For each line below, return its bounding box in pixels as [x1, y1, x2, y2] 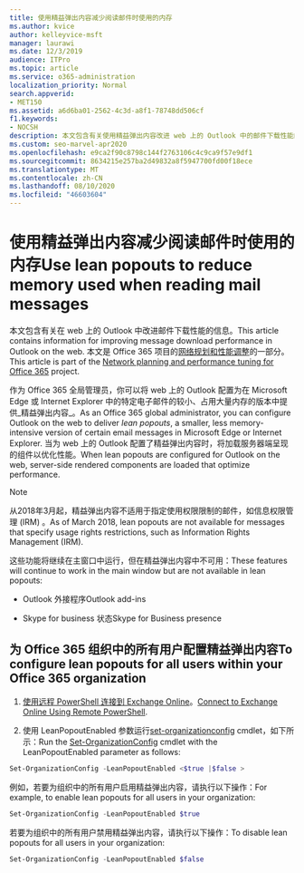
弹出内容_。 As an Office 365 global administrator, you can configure [36, 407, 291, 418]
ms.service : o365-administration [9, 73, 136, 82]
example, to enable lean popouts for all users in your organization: [9, 791, 256, 802]
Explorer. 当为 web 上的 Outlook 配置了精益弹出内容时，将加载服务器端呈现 [9, 437, 290, 449]
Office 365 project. [9, 365, 80, 376]
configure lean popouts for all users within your [9, 656, 283, 672]
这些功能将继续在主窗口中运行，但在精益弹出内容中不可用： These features [9, 555, 288, 566]
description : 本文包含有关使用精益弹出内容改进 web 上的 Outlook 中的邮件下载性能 [9, 131, 294, 141]
